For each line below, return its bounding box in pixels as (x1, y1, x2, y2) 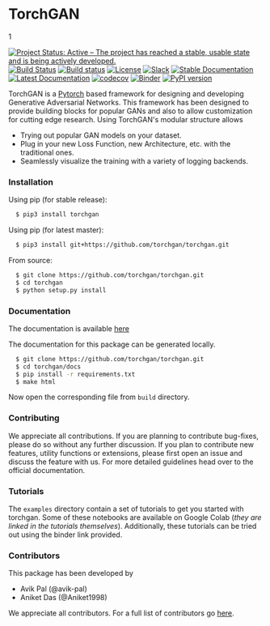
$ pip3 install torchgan (15, 211, 99, 219)
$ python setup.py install (15, 286, 107, 294)
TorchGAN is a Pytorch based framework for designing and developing (8, 88, 244, 98)
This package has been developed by (8, 569, 133, 578)
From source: (8, 255, 53, 265)
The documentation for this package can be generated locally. (8, 339, 216, 349)
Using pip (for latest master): (8, 225, 104, 235)
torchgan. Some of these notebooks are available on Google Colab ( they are (8, 513, 262, 522)
